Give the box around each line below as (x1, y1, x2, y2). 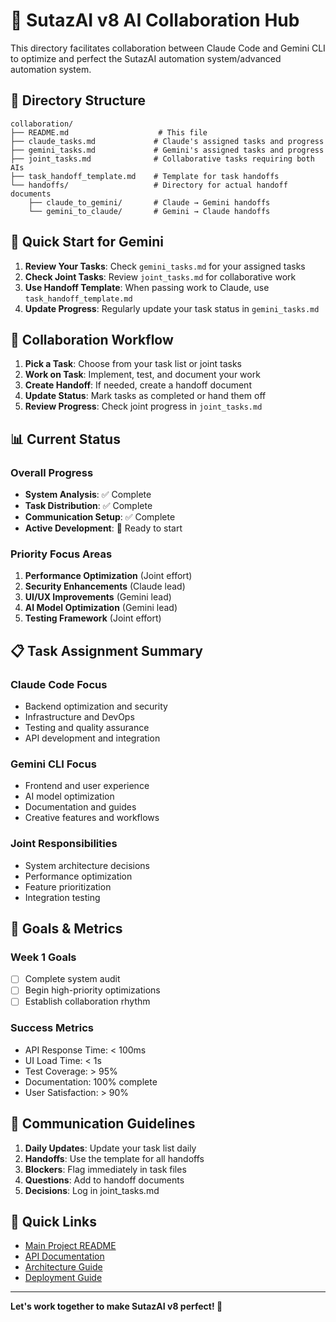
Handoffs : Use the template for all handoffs (24, 1152, 205, 1164)
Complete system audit (24, 973, 121, 985)
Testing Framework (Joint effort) (24, 612, 162, 624)
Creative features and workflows (24, 812, 160, 824)
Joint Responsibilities (10, 837, 118, 851)
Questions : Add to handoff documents (24, 1174, 185, 1186)
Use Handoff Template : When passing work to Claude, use (24, 281, 270, 293)
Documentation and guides (24, 801, 137, 813)
